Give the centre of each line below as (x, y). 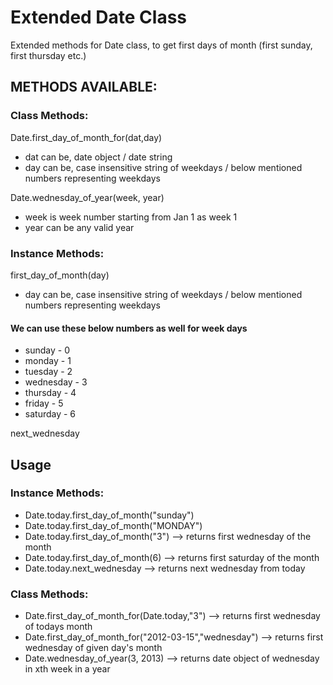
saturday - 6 (50, 414)
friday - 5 (44, 403)
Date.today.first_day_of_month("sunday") (109, 515)
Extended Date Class (99, 17)
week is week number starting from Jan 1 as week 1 (131, 217)
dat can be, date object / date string (98, 157)
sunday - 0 (47, 350)
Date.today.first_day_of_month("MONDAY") (113, 525)
